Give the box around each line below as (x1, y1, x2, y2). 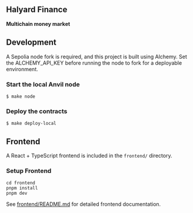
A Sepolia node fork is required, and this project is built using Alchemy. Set (6, 53, 187, 60)
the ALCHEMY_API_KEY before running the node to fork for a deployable (6, 59, 182, 66)
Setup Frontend (6, 167, 52, 175)
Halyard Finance (6, 5, 68, 15)
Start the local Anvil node (6, 80, 80, 88)
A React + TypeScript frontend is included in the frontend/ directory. (6, 152, 172, 159)
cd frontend (6, 180, 35, 186)
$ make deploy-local (6, 121, 57, 127)
